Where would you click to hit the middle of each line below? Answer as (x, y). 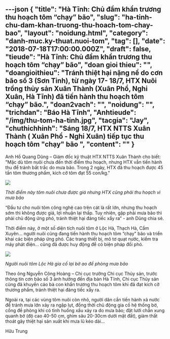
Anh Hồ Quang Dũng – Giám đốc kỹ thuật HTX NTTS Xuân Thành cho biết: (83, 157)
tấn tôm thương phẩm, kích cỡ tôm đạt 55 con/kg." (58, 173)
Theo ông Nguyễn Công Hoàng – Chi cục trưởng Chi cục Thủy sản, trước (81, 273)
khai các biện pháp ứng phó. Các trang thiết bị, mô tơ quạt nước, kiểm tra (82, 239)
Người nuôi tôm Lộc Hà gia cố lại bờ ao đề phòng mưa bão (67, 264)
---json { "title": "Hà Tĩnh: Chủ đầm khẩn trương (83, 9)
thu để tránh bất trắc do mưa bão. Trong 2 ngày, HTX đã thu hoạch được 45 (84, 167)
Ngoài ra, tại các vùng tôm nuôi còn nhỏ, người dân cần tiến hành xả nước (82, 299)
